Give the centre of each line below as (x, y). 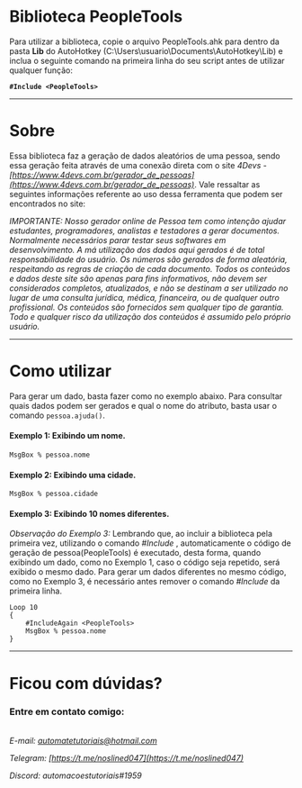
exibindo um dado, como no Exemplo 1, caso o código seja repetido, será (145, 562)
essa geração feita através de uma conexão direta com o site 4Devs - (138, 165)
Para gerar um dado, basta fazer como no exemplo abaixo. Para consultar (146, 396)
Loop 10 (24, 608)
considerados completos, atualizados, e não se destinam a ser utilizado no (149, 288)
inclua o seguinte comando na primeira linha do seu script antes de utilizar (147, 60)
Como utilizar (61, 371)
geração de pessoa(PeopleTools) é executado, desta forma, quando (135, 553)
